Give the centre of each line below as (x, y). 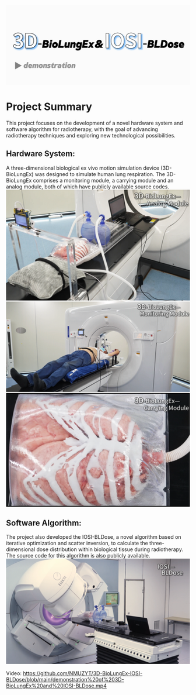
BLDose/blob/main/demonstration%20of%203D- (65, 679)
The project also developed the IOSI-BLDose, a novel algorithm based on (94, 537)
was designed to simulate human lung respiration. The (100, 174)
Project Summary (49, 107)
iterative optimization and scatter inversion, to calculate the (77, 543)
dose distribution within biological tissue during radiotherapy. (110, 549)
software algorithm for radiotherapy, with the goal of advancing (82, 129)
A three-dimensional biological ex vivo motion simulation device (83, 168)
